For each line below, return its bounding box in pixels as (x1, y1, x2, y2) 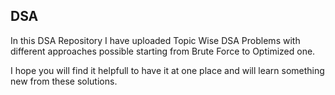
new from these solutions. (10, 75, 118, 87)
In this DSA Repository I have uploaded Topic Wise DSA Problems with (10, 34, 301, 46)
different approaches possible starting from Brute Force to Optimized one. (10, 45, 316, 57)
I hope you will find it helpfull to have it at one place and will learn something (10, 64, 325, 76)
